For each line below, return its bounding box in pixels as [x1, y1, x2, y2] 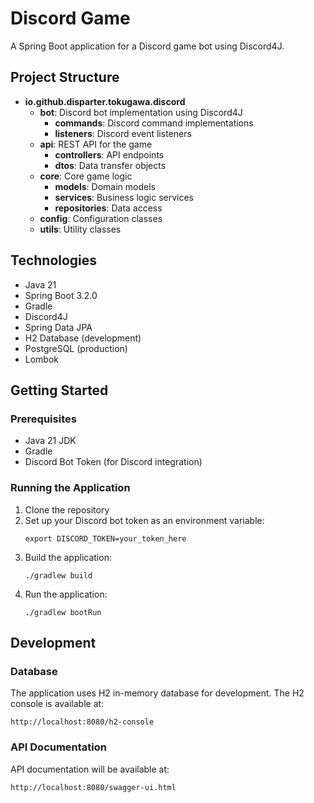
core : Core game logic [39, 170, 133, 182]
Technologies [10, 252, 98, 269]
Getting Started [10, 382, 109, 399]
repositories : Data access [54, 202, 163, 214]
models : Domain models [54, 180, 156, 192]
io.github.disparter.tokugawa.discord [24, 95, 186, 107]
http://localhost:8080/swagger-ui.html [10, 782, 177, 792]
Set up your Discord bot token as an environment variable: [24, 514, 265, 526]
